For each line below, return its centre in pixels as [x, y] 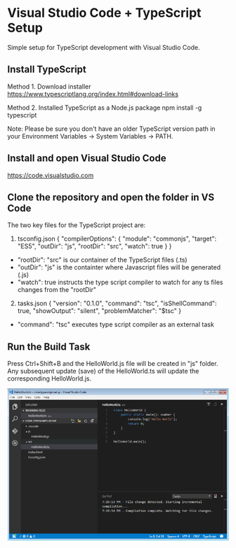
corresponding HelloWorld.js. [50, 378]
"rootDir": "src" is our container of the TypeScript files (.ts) [102, 260]
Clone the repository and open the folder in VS [111, 197]
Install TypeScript [47, 69]
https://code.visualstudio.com [51, 175]
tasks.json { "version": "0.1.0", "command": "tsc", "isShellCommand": [117, 303]
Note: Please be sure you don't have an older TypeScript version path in [111, 129]
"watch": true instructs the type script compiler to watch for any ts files [120, 282]
